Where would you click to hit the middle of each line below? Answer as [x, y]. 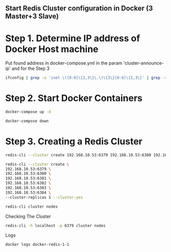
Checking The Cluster [28, 216]
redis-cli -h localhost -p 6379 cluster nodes [55, 226]
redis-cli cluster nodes [32, 206]
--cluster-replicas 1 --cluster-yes [44, 197]
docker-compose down [27, 121]
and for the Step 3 [31, 69]
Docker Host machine [52, 49]
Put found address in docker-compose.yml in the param [64, 63]
